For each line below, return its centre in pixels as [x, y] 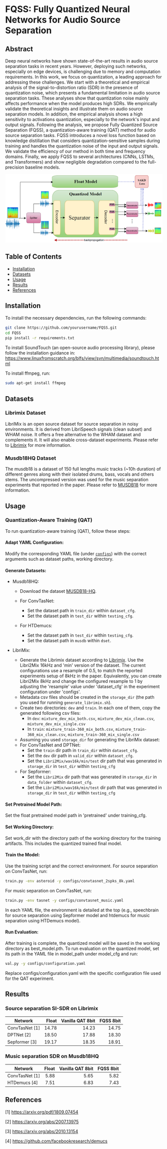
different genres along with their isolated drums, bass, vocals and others [80, 474]
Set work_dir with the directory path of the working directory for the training [83, 838]
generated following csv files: [50, 713]
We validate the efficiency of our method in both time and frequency [75, 151]
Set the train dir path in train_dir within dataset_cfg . [83, 750]
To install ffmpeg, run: [28, 373]
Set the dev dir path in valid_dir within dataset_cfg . [81, 756]
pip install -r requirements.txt [40, 338]
